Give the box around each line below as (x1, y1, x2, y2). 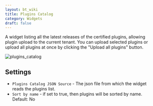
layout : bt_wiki (5, 7, 38, 12)
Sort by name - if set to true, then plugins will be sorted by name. (12, 91, 143, 97)
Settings (5, 68, 32, 76)
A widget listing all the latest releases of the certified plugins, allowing (5, 34, 145, 40)
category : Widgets (5, 16, 42, 21)
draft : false (5, 20, 32, 26)
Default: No (12, 96, 36, 102)
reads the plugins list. (12, 86, 56, 92)
